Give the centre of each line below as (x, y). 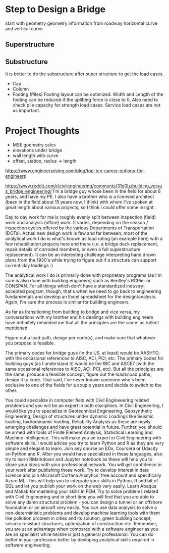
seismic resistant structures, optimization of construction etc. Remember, (81, 524)
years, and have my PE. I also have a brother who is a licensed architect (80, 197)
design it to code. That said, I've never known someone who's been (76, 380)
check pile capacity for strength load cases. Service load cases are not (86, 105)
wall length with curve (36, 156)
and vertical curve (24, 28)
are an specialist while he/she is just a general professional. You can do (79, 534)
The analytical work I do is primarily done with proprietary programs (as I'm (83, 275)
